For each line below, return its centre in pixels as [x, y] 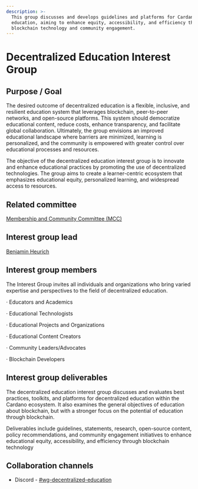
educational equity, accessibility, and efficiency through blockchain [88, 441]
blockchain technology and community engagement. [73, 28]
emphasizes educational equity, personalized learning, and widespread [93, 180]
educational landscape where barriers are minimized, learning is [84, 137]
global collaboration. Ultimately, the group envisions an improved [85, 131]
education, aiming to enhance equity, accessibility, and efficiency [98, 22]
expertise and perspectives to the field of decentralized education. [87, 290]
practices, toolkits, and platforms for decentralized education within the [93, 398]
